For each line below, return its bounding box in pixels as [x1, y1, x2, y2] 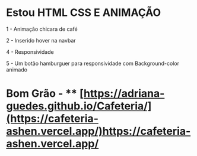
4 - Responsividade [6, 48, 55, 56]
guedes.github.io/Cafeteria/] [6, 99, 152, 113]
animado [6, 66, 28, 73]
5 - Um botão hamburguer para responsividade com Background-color [6, 60, 180, 67]
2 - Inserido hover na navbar [6, 37, 76, 44]
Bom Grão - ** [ [6, 87, 84, 100]
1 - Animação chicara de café [6, 25, 78, 32]
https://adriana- [83, 87, 165, 100]
